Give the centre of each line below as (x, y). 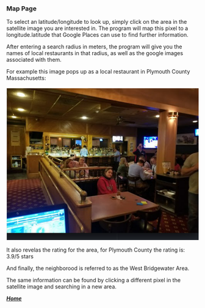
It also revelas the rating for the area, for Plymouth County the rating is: (95, 250)
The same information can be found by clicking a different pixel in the (94, 280)
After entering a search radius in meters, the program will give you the (94, 47)
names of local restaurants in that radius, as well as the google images (95, 53)
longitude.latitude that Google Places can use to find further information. (98, 35)
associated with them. (34, 60)
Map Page (21, 9)
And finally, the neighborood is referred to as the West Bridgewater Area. (98, 268)
